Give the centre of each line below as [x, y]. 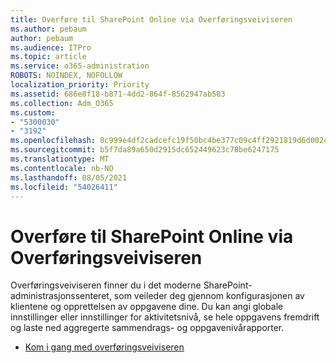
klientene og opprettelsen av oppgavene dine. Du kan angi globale [147, 307]
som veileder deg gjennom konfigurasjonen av [209, 296]
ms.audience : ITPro [51, 47]
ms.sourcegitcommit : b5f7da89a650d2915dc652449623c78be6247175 [145, 150]
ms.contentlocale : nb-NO [62, 168]
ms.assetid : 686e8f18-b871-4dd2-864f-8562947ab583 [118, 94]
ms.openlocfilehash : [53, 141]
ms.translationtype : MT [60, 159]
